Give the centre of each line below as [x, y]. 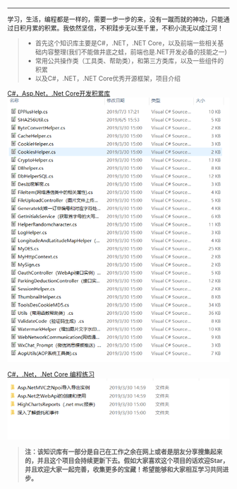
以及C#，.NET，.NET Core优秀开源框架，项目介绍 [108, 78]
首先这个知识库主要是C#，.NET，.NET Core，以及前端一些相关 [126, 43]
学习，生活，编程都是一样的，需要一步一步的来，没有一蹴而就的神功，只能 [115, 19]
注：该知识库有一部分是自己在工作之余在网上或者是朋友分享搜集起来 [123, 451]
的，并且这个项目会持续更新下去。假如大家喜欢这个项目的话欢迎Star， [127, 460]
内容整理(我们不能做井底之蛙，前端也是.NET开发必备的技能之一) [134, 52]
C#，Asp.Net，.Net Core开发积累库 [59, 93]
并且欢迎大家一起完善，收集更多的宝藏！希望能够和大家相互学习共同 [123, 469]
